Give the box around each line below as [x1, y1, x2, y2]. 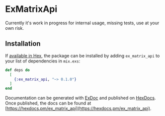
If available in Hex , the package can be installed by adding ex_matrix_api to [5, 53, 160, 58]
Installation [5, 40, 41, 48]
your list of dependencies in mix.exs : [5, 58, 81, 64]
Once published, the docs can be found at [5, 100, 91, 106]
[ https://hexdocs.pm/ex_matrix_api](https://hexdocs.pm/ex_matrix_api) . [5, 106, 152, 112]
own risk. [5, 25, 24, 31]
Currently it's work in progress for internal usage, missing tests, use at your [5, 20, 160, 26]
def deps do [5, 67, 30, 72]
